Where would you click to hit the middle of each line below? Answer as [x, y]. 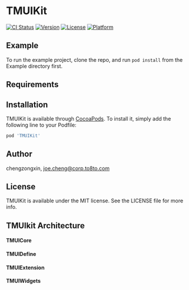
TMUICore [19, 241]
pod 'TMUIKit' [23, 136]
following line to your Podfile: [41, 125]
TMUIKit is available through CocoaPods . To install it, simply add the [89, 118]
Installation [27, 104]
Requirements [32, 84]
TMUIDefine [21, 254]
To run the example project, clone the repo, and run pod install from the [95, 59]
